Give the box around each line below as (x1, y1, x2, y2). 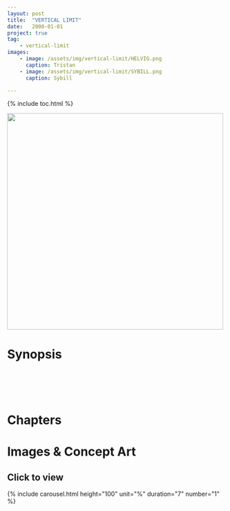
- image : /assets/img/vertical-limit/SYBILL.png (19, 68, 162, 75)
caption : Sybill (25, 74, 73, 82)
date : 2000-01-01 (7, 23, 64, 30)
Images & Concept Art (7, 444, 136, 460)
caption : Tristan (25, 62, 76, 69)
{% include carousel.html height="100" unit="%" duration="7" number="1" (7, 490, 220, 499)
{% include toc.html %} (7, 100, 74, 108)
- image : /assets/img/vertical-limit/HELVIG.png (19, 55, 162, 62)
